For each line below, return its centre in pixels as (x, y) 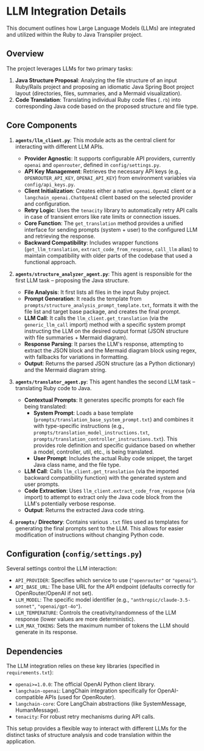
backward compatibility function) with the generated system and (105, 477)
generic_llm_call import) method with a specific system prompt (105, 324)
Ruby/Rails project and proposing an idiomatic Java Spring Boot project (104, 87)
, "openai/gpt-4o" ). (58, 606)
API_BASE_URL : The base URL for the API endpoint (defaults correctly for (105, 587)
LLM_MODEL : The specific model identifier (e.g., (72, 600)
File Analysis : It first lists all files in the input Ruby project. (97, 292)
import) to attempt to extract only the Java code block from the (103, 497)
